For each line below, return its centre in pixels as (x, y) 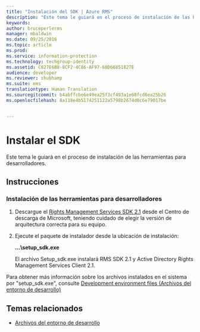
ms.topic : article (29, 45)
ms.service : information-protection (51, 56)
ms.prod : (17, 51)
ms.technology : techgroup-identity (50, 61)
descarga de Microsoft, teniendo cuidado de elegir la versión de (93, 218)
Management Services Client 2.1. (55, 265)
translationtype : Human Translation (51, 89)
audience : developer (32, 73)
